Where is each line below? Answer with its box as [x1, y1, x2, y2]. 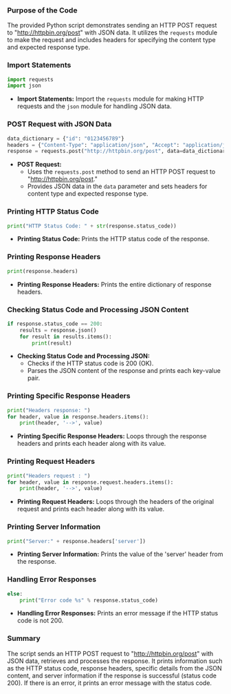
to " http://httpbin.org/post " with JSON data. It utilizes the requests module [7, 28, 218, 37]
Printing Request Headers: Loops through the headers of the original [16, 498, 214, 506]
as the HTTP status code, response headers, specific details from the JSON [7, 664, 222, 672]
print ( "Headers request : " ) [7, 472, 91, 479]
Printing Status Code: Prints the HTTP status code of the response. [16, 235, 210, 243]
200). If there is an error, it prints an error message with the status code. [7, 678, 212, 687]
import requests [7, 76, 54, 83]
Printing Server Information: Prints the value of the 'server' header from [16, 550, 223, 558]
